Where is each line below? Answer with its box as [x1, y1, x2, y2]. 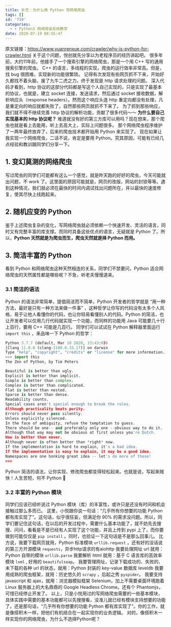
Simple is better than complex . [5, 378, 74, 383]
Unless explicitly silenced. [5, 416, 67, 421]
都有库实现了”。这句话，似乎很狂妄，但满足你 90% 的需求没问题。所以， [5, 514, 158, 520]
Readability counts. [5, 397, 49, 402]
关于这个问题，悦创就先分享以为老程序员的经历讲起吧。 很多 [32, 52, 159, 58]
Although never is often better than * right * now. [5, 440, 115, 445]
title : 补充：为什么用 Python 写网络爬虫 [5, 7, 85, 13]
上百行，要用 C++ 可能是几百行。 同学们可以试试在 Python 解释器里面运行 [5, 324, 160, 330]
